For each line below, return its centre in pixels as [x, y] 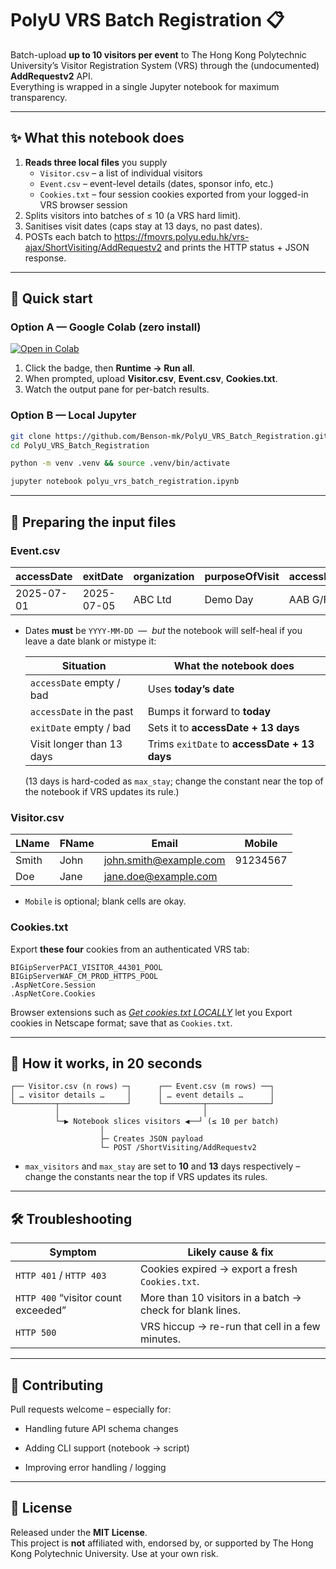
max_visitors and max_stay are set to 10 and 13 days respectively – [162, 1166]
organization [164, 576]
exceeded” [41, 1310]
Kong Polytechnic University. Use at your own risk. [114, 1553]
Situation [84, 665]
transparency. [39, 97]
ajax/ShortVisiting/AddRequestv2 [93, 247]
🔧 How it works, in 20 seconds [106, 1063]
